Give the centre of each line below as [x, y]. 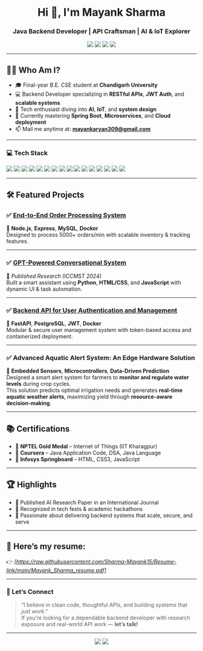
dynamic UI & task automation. [44, 289]
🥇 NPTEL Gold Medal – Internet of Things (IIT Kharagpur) [86, 446]
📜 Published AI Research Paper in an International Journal [87, 502]
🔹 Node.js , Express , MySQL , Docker [52, 228]
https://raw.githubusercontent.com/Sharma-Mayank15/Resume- [96, 561]
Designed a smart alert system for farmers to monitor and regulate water [98, 377]
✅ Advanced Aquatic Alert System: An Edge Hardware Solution [101, 357]
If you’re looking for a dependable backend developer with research [105, 618]
